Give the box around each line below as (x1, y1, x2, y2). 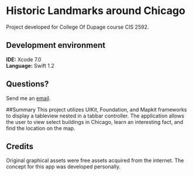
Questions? (6, 79, 49, 89)
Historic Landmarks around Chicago (6, 4, 185, 18)
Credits (6, 142, 34, 151)
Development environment (6, 40, 106, 50)
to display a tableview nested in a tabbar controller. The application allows (6, 112, 184, 119)
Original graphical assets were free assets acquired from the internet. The (6, 157, 184, 164)
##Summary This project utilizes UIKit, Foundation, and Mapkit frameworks (6, 106, 187, 113)
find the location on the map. (6, 125, 75, 132)
